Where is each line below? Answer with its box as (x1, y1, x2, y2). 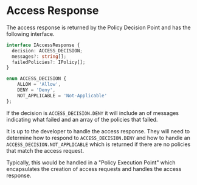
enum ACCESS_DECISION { (6, 75, 67, 82)
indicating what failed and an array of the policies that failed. (6, 116, 158, 123)
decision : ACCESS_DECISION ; (12, 47, 83, 54)
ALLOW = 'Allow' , (17, 82, 61, 88)
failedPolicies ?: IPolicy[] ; (12, 59, 86, 65)
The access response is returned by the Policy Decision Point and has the (6, 24, 191, 31)
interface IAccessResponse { (6, 42, 80, 48)
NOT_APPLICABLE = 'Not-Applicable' (17, 92, 108, 99)
